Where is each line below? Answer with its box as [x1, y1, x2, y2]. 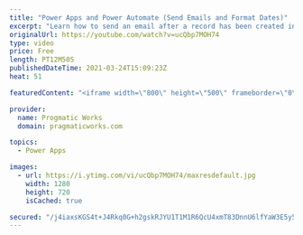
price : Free [9, 47, 54, 56]
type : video [9, 38, 54, 48]
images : [9, 163, 39, 172]
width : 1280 [25, 179, 70, 188]
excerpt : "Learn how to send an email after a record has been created [9, 22, 284, 31]
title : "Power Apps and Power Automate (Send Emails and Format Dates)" [9, 13, 289, 23]
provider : [9, 105, 47, 114]
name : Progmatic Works [17, 113, 103, 122]
